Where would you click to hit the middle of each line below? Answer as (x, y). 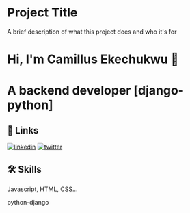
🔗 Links (23, 130)
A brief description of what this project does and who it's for (92, 32)
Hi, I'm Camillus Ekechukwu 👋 (93, 59)
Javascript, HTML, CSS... (42, 189)
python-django (28, 202)
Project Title (42, 13)
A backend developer (69, 91)
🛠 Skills (25, 169)
